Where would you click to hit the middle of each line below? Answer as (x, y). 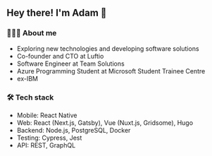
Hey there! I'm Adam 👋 (57, 13)
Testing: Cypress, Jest (49, 138)
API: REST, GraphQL (46, 145)
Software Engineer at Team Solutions (70, 64)
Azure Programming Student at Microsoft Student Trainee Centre (111, 71)
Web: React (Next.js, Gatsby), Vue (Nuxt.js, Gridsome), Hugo (105, 122)
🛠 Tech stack (30, 97)
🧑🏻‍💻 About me (32, 33)
